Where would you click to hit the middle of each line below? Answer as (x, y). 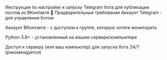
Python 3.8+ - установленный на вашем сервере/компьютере (71, 37)
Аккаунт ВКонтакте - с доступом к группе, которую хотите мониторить (81, 27)
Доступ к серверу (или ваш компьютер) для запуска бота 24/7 (72, 47)
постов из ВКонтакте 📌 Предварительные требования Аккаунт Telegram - (83, 12)
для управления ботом (29, 18)
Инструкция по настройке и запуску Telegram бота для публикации (77, 7)
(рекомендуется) (23, 52)
